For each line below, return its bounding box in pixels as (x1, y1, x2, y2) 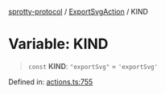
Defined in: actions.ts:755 (8, 76, 93, 87)
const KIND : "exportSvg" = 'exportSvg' (27, 61, 159, 71)
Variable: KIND (8, 35, 109, 53)
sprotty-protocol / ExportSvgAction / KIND (8, 7, 149, 16)
